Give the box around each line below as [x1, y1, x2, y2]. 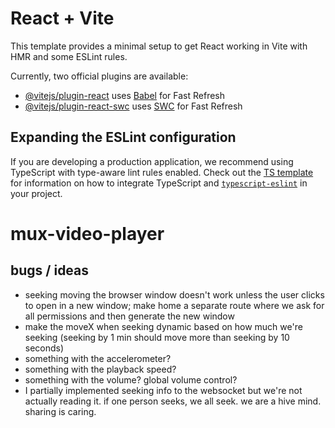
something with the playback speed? [24, 363, 177, 375]
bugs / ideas [10, 262, 90, 279]
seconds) [24, 342, 65, 354]
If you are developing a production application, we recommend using [10, 155, 294, 167]
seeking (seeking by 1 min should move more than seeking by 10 [24, 331, 290, 343]
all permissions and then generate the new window [24, 310, 235, 322]
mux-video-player [10, 222, 165, 245]
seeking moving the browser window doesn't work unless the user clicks [24, 288, 325, 301]
